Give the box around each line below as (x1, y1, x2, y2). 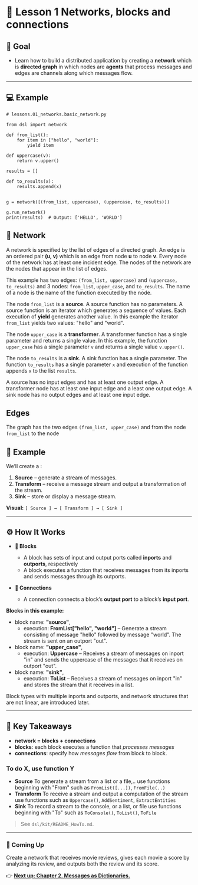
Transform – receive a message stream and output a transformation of (14, 481, 187, 488)
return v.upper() (16, 157, 60, 164)
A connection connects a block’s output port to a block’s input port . (23, 596, 189, 603)
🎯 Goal (6, 41, 31, 51)
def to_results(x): (6, 178, 54, 185)
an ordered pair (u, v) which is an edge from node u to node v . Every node (6, 252, 187, 259)
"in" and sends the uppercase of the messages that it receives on (23, 656, 183, 663)
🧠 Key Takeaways (6, 722, 72, 732)
